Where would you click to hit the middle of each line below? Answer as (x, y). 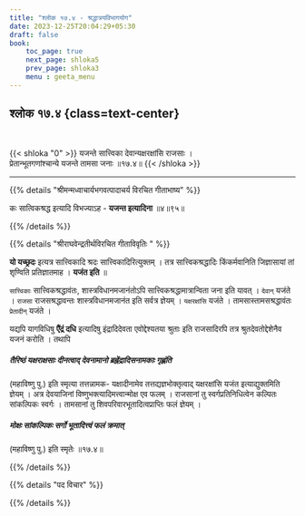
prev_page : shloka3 (63, 69)
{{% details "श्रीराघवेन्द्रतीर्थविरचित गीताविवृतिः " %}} (90, 243)
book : (20, 43)
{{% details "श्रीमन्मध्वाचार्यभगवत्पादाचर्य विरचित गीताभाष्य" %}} (105, 190)
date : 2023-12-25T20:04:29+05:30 (73, 26)
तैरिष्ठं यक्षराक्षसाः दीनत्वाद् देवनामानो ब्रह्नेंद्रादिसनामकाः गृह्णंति (91, 360)
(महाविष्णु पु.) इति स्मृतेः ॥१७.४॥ (56, 449)
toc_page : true (54, 52)
